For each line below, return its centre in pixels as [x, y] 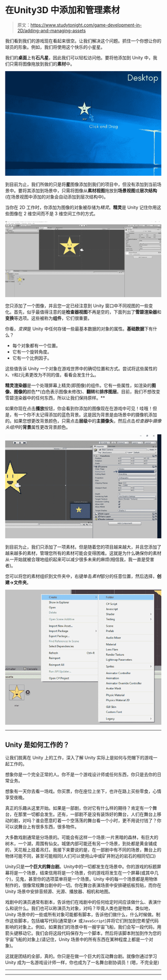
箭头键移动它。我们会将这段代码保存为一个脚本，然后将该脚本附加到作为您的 [83, 933]
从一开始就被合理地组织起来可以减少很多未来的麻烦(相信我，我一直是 [76, 559]
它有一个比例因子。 [32, 358]
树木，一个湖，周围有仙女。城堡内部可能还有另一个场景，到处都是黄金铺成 [81, 844]
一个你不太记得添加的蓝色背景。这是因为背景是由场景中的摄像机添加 [87, 414]
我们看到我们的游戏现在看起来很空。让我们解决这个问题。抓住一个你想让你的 [83, 41]
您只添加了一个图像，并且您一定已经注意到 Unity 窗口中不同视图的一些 [77, 306]
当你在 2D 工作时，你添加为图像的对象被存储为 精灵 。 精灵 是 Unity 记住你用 [81, 207]
